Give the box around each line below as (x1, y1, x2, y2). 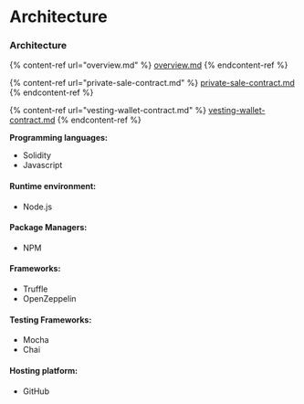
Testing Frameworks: (9, 314, 92, 325)
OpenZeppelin (22, 293, 77, 304)
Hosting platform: (9, 365, 79, 376)
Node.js (22, 201, 53, 212)
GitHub (22, 386, 50, 397)
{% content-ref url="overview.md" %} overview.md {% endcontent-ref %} (9, 59, 288, 70)
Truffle (22, 283, 48, 294)
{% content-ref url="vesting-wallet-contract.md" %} (9, 105, 207, 116)
